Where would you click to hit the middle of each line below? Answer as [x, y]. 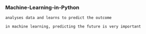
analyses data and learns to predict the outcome [59, 18]
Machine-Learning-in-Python [42, 7]
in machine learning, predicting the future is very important [73, 26]
